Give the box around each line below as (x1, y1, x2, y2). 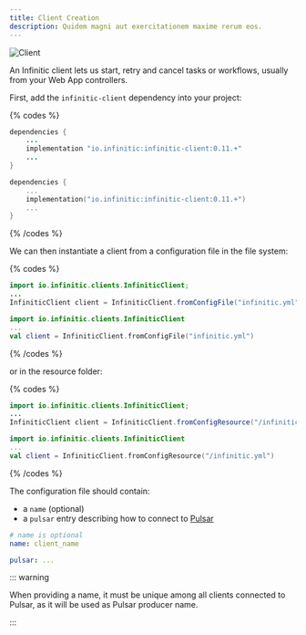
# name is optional (9, 530, 84, 539)
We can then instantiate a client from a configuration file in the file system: (9, 245, 289, 256)
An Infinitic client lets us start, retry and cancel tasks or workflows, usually (9, 65, 289, 76)
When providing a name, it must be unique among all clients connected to (9, 589, 286, 600)
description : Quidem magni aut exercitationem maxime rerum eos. (9, 22, 262, 31)
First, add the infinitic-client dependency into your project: (9, 92, 242, 103)
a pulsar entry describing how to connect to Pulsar (22, 513, 214, 524)
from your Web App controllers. (9, 74, 128, 85)
